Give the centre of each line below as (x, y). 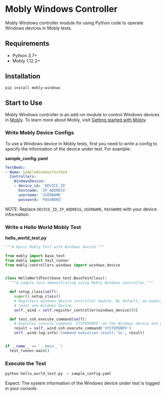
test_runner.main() (30, 351)
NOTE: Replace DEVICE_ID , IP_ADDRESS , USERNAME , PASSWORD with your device (81, 209)
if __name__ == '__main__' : (34, 346)
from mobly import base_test (35, 256)
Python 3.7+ (25, 55)
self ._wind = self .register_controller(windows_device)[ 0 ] (76, 310)
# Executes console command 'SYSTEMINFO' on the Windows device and (86, 324)
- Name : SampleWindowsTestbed (36, 172)
